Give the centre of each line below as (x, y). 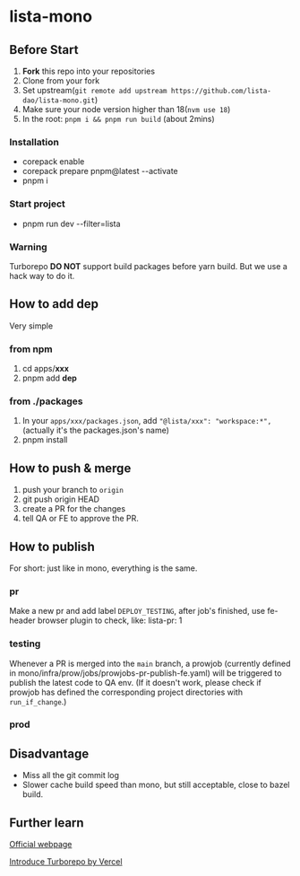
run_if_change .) (38, 701)
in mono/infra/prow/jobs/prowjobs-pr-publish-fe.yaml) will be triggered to (146, 673)
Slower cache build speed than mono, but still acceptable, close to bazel (156, 785)
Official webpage (41, 845)
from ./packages (46, 401)
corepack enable (53, 162)
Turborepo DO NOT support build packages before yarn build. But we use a (149, 266)
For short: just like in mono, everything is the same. (103, 568)
